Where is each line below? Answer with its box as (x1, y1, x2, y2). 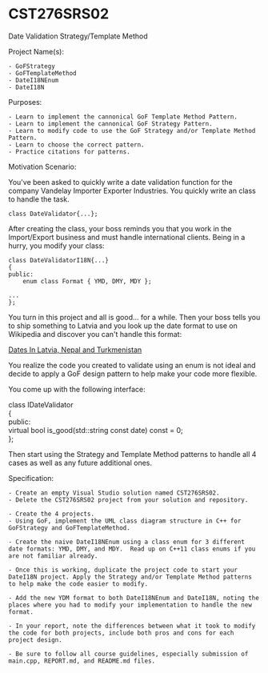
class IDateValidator (8, 399, 74, 409)
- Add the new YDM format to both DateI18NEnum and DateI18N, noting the (8, 594, 260, 602)
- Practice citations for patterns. (8, 147, 130, 156)
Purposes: (8, 97, 42, 106)
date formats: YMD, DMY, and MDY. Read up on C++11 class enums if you (8, 545, 256, 553)
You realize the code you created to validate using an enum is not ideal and (8, 360, 256, 370)
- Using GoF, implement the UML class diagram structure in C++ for (8, 517, 242, 525)
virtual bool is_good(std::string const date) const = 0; (8, 425, 184, 435)
